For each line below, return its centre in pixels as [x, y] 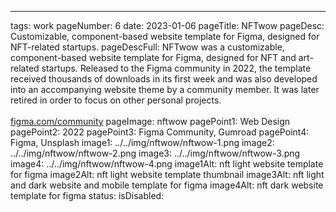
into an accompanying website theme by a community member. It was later [165, 89]
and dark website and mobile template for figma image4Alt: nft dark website [167, 185]
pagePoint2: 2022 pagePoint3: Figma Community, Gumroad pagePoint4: [160, 132]
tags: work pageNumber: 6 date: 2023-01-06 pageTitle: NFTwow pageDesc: [167, 25]
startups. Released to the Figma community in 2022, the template [176, 68]
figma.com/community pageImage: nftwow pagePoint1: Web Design [150, 121]
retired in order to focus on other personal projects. [116, 100]
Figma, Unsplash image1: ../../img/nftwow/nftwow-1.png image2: [142, 142]
